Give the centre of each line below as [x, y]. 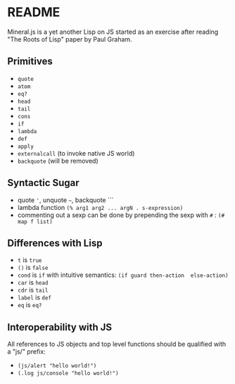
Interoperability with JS [60, 327]
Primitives [30, 62]
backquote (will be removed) [58, 161]
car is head [33, 283]
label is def [34, 297]
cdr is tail [33, 290]
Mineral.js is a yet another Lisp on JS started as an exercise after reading [113, 32]
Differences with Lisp [55, 243]
